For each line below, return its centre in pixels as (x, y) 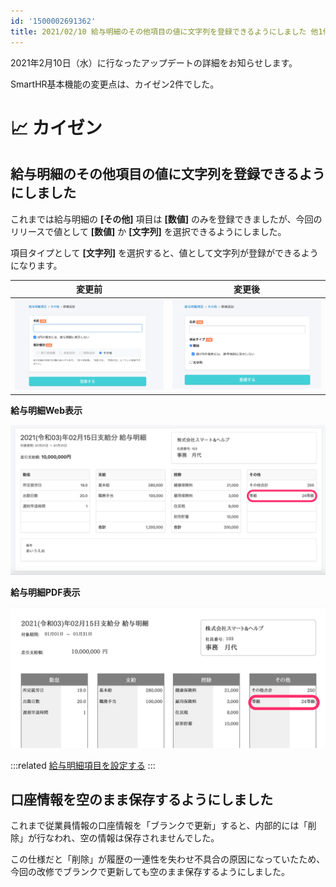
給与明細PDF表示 (45, 592)
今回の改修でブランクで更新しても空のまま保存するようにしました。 (150, 872)
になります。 (36, 265)
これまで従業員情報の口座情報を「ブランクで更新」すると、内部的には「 (159, 826)
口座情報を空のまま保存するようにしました (141, 799)
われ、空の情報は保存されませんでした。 (136, 838)
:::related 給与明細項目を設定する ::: (83, 765)
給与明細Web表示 (46, 410)
